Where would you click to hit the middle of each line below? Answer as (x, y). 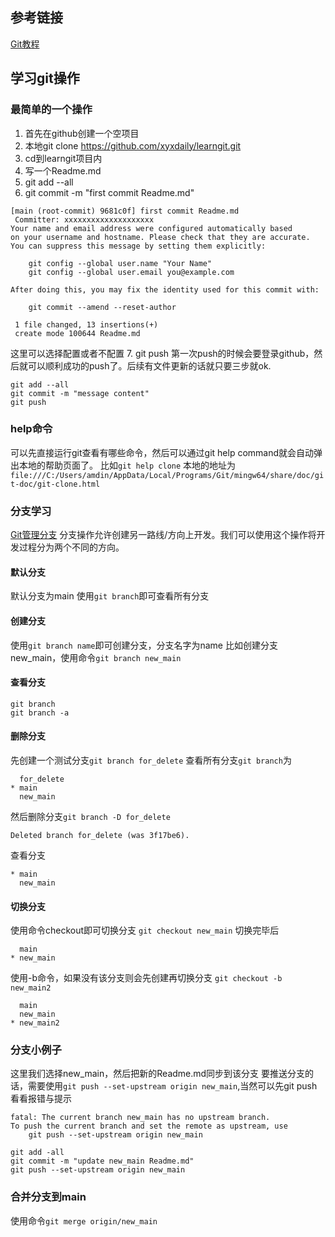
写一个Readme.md (63, 170)
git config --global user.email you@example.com (131, 272)
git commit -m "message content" (80, 393)
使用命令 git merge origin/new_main (84, 1220)
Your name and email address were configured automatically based (151, 228)
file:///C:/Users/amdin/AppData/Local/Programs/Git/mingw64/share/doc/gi (167, 475)
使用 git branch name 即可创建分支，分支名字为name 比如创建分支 (144, 645)
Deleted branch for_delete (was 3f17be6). (100, 835)
